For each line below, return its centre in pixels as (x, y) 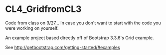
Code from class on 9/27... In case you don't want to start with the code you (83, 23)
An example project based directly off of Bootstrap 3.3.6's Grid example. (80, 38)
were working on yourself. (32, 28)
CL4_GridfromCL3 (43, 9)
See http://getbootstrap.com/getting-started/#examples (63, 47)
